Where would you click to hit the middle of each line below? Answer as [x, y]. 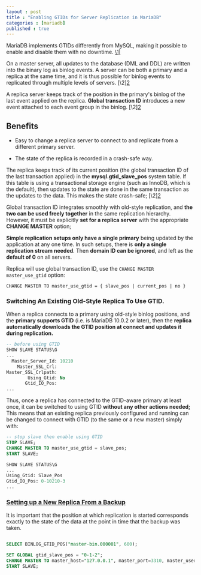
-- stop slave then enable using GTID [54, 437]
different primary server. [45, 147]
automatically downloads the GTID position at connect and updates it [94, 327]
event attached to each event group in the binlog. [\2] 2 [74, 107]
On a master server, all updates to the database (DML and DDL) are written [98, 64]
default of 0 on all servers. [39, 257]
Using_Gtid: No [47, 378]
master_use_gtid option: [36, 275]
